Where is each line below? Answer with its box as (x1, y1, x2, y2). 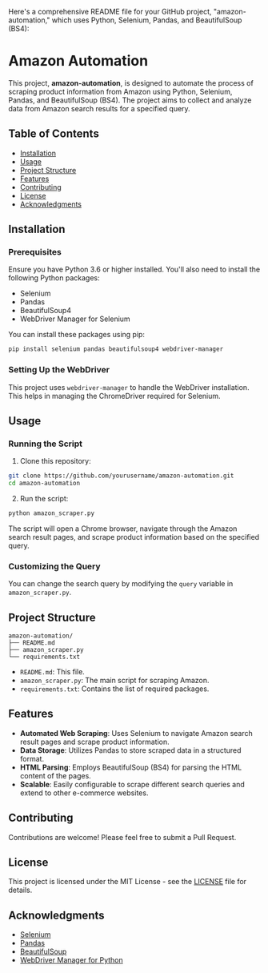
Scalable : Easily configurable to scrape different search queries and (19, 779, 246, 789)
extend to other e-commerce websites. (19, 788, 149, 798)
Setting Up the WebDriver (8, 364, 110, 376)
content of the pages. (19, 770, 92, 780)
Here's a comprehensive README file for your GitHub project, (8, 7, 212, 16)
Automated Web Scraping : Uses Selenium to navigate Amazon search (19, 728, 254, 738)
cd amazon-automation (8, 480, 81, 488)
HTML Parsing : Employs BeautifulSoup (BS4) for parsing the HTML (19, 762, 242, 772)
